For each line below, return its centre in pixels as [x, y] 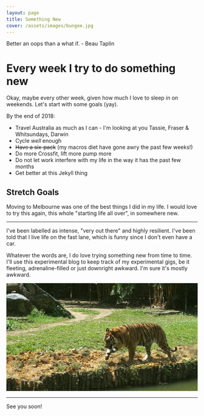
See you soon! [24, 406]
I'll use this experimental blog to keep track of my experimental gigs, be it [98, 262]
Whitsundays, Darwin [42, 134]
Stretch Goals [33, 192]
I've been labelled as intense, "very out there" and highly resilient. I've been [101, 231]
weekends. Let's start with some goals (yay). [62, 104]
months [25, 166]
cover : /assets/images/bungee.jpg [50, 26]
